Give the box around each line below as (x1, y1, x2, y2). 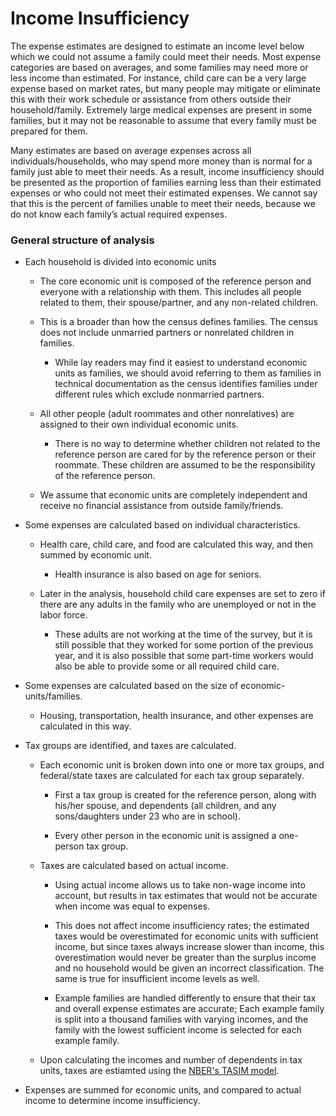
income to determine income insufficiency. (24, 1095, 201, 1107)
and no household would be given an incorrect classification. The (54, 962, 325, 974)
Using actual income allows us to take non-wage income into (54, 879, 306, 891)
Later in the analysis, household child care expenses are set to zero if (39, 588, 326, 600)
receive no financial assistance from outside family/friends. (39, 500, 284, 512)
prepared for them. (10, 125, 88, 137)
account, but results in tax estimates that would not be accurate (54, 890, 318, 902)
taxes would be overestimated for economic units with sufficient (54, 930, 319, 942)
